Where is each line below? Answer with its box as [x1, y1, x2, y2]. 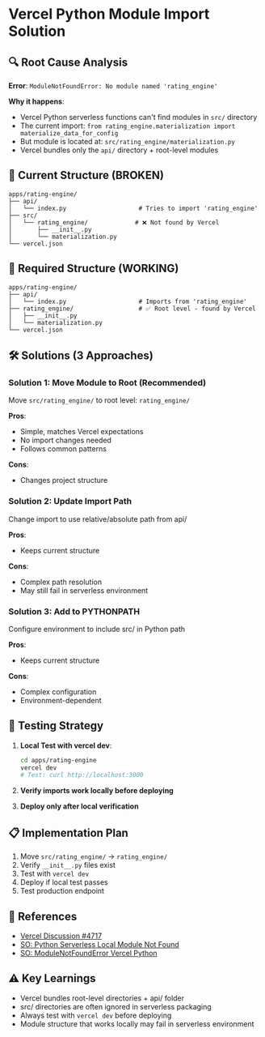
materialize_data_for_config [19, 130, 119, 138]
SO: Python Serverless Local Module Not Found [19, 939, 179, 949]
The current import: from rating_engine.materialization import [19, 121, 236, 130]
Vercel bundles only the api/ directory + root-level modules [19, 145, 219, 155]
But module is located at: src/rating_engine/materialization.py [19, 137, 236, 146]
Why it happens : [8, 96, 65, 106]
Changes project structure [19, 476, 108, 485]
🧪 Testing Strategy [8, 719, 103, 733]
